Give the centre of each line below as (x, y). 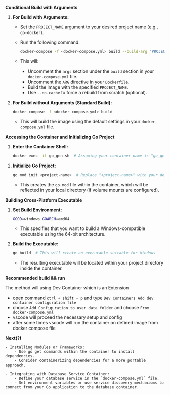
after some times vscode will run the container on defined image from (85, 323)
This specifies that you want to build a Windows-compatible (83, 228)
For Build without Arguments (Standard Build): (62, 102)
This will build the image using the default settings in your (80, 121)
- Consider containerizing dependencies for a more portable (80, 361)
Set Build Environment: (37, 210)
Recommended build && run (35, 278)
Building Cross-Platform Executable (44, 200)
